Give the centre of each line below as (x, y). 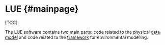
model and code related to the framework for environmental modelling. (77, 37)
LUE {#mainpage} (42, 9)
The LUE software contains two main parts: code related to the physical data (82, 32)
